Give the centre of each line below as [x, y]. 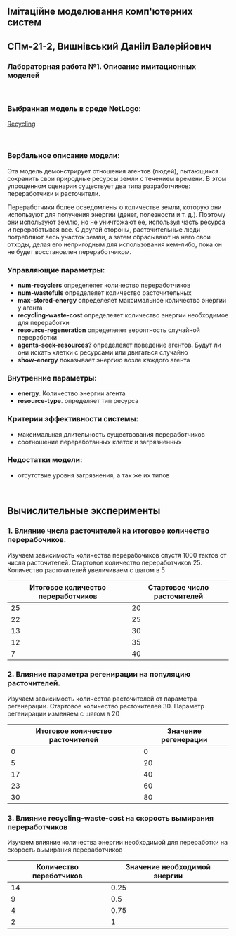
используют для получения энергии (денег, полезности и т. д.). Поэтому [117, 214]
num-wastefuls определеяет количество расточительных [104, 292]
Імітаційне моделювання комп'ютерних [100, 12]
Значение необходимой [168, 867]
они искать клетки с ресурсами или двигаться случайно [103, 352]
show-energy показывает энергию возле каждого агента [104, 360]
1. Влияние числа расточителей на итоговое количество [109, 531]
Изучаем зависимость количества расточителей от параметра [102, 699]
